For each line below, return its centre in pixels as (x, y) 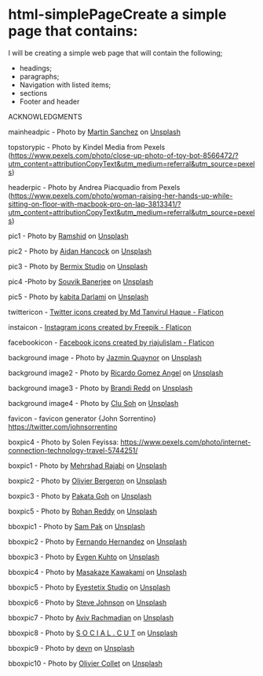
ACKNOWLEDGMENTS (45, 116)
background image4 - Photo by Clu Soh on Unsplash (93, 403)
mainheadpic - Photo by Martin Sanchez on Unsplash (94, 132)
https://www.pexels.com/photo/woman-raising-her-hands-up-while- (122, 195)
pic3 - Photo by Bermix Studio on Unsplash (78, 266)
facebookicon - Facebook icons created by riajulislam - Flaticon (111, 342)
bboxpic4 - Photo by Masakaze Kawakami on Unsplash (97, 572)
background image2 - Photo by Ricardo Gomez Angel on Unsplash (116, 373)
